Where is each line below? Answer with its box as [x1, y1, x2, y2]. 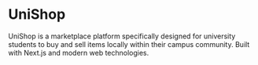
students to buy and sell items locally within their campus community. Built [8, 39, 250, 49]
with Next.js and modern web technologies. [8, 48, 149, 57]
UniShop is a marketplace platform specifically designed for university [8, 31, 236, 41]
